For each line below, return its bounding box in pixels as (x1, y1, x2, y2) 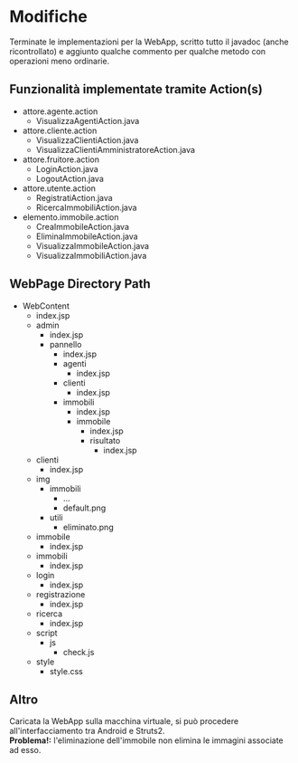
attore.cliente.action (22, 125, 98, 136)
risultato (89, 434, 121, 445)
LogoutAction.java (35, 173, 104, 184)
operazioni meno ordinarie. (9, 55, 110, 66)
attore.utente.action (22, 183, 97, 194)
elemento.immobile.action (22, 211, 119, 223)
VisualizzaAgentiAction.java (35, 115, 140, 126)
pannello (49, 339, 82, 349)
